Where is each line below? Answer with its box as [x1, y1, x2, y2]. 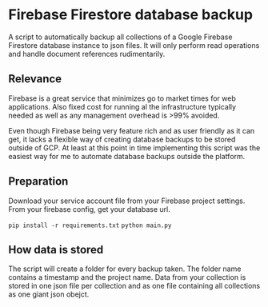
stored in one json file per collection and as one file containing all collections [8, 281, 261, 291]
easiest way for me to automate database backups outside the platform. [8, 151, 246, 161]
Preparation [8, 174, 69, 189]
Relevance [8, 72, 62, 86]
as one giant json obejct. [8, 289, 90, 299]
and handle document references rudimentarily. [8, 49, 166, 58]
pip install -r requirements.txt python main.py [8, 221, 172, 229]
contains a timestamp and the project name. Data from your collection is [8, 273, 246, 282]
